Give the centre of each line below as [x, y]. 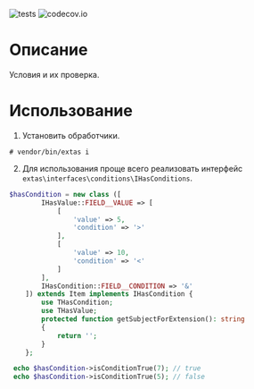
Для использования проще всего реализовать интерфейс [132, 168]
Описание [49, 50]
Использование [71, 111]
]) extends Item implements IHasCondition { [109, 294]
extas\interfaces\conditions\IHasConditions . [107, 178]
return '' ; [77, 335]
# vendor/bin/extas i [49, 152]
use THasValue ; [70, 311]
